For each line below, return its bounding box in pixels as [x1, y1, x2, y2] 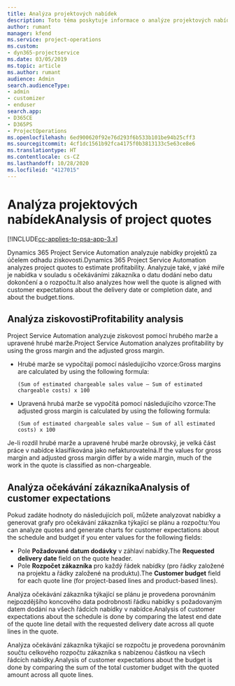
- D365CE [7, 114, 33, 121]
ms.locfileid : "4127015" [7, 166, 80, 174]
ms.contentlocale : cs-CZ [7, 153, 80, 161]
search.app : [7, 108, 42, 115]
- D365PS [7, 120, 33, 128]
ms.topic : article [7, 62, 61, 69]
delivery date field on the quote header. [17, 554, 133, 563]
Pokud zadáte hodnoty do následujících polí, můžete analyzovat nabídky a [7, 511, 221, 519]
